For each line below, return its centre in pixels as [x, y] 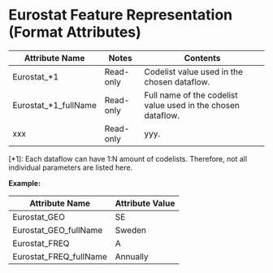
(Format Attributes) [75, 32]
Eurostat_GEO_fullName [58, 230]
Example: [25, 183]
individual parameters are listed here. [71, 167]
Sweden [130, 230]
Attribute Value [145, 203]
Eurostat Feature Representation [121, 15]
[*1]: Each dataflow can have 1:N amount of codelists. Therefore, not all [128, 158]
